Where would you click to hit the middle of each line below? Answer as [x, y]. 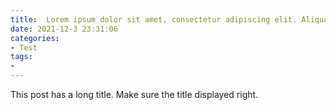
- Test [24, 47]
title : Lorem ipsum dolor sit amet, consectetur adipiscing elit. [154, 19]
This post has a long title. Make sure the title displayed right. [134, 94]
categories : [35, 38]
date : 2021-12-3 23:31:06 [64, 29]
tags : [21, 57]
